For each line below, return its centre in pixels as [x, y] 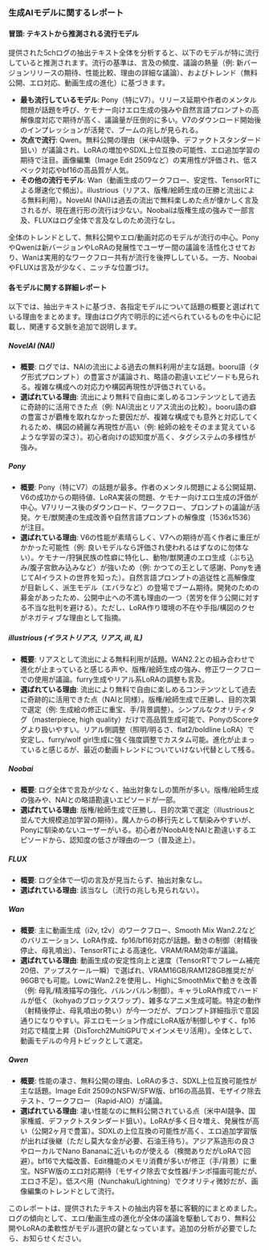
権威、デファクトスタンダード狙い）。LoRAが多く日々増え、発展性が [140, 1121]
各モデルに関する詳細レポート [57, 287]
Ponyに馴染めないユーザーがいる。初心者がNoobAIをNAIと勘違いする [134, 830]
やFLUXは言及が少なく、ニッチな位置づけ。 [81, 267]
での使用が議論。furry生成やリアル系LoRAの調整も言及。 [114, 679]
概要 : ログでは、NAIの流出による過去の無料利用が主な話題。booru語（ [136, 367]
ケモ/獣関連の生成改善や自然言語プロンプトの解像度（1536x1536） [145, 517]
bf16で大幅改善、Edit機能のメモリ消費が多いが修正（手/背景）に [144, 1161]
